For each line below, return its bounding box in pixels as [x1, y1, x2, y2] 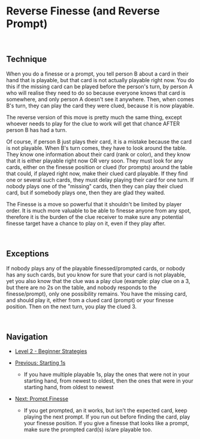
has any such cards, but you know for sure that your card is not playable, [6, 271, 186, 278]
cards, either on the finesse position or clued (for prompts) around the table [6, 163, 193, 170]
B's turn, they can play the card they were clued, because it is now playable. [6, 102, 195, 109]
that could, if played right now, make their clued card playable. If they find [6, 170, 188, 177]
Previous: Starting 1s [14, 359, 66, 366]
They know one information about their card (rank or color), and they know [6, 151, 191, 158]
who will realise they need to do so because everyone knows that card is [6, 89, 186, 97]
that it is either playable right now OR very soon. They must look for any [6, 157, 183, 164]
